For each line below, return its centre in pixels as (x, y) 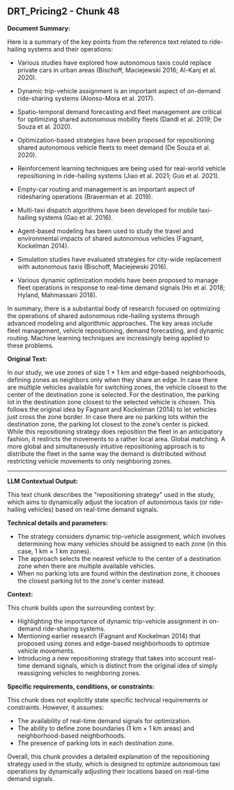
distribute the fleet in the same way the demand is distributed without (107, 453)
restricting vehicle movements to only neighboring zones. (89, 461)
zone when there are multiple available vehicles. (86, 566)
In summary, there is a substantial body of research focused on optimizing (114, 308)
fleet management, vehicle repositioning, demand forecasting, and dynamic (116, 331)
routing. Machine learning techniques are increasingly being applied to (109, 338)
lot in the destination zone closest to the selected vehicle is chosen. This (111, 402)
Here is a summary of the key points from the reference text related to (108, 42)
